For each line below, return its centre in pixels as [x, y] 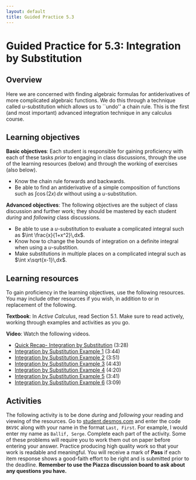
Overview [24, 80]
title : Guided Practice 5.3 [40, 17]
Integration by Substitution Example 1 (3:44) [67, 351]
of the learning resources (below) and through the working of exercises [92, 164]
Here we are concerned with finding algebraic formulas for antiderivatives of [98, 94]
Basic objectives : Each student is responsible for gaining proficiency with [95, 151]
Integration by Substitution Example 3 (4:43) [68, 364]
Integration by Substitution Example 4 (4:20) [68, 370]
